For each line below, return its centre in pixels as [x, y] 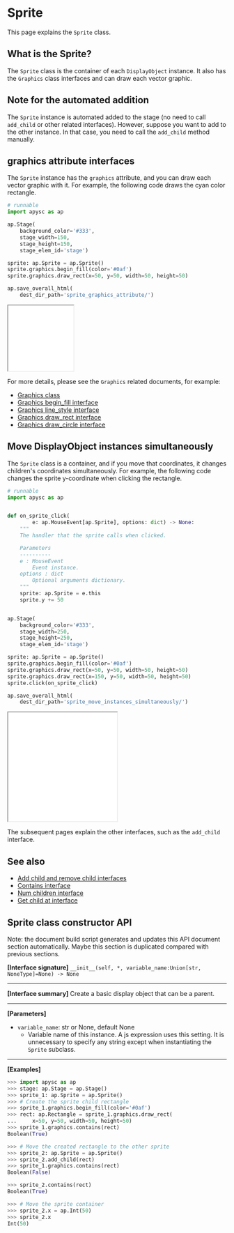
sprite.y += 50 [42, 600]
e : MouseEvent [42, 561]
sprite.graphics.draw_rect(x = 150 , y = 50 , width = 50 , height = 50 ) [99, 676]
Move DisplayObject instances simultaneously [110, 446]
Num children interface [50, 893]
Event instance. [56, 567]
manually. [21, 139]
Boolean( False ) [29, 1172]
